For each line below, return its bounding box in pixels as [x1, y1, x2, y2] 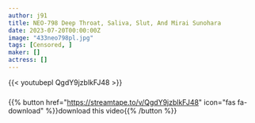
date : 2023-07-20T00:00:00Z [8, 26, 101, 34]
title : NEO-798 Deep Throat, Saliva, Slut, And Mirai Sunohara [8, 19, 222, 27]
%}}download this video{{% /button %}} [45, 106, 177, 115]
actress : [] [8, 56, 48, 64]
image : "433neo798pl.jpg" [8, 33, 93, 42]
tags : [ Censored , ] [8, 41, 73, 49]
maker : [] [8, 48, 41, 56]
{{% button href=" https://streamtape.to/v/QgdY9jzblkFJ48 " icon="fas [8, 97, 236, 107]
